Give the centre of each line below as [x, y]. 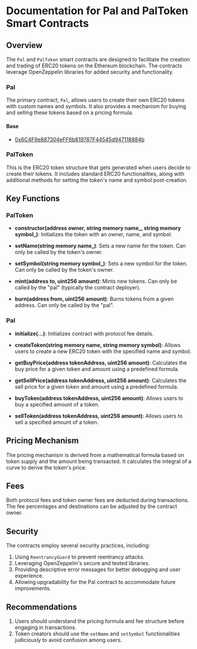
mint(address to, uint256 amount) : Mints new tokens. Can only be [96, 281]
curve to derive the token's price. [47, 467]
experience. [29, 576]
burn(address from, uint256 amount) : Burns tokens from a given [94, 299]
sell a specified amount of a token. [57, 422]
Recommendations [42, 607]
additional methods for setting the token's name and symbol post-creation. [97, 180]
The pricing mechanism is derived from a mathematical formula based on [95, 455]
